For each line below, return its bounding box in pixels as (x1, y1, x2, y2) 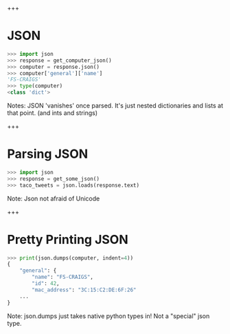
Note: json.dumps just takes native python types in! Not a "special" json (7, 311, 210, 320)
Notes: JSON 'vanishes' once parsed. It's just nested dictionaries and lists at (7, 101, 224, 110)
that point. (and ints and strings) (7, 109, 98, 117)
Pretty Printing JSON (7, 231, 128, 247)
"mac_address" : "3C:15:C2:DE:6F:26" (32, 286, 137, 293)
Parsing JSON (7, 146, 89, 162)
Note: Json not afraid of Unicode (7, 194, 100, 202)
